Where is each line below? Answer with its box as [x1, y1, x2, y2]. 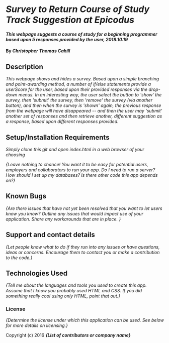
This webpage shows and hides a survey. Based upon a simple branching [6, 76, 159, 82]
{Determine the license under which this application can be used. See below [6, 317, 164, 323]
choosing [6, 152, 25, 158]
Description [6, 62, 43, 71]
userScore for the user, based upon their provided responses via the [6, 86, 148, 92]
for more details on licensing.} [6, 322, 68, 328]
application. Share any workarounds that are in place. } [6, 216, 121, 222]
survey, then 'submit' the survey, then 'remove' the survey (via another [6, 97, 153, 103]
